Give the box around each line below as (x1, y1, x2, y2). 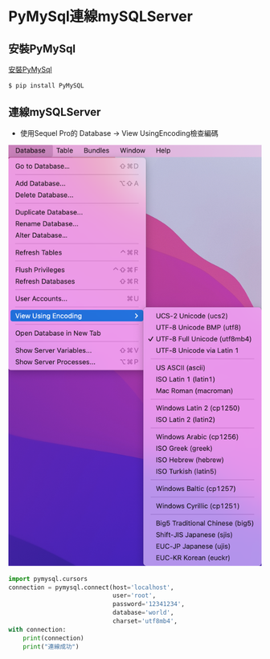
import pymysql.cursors (8, 575, 88, 583)
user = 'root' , (112, 591, 157, 600)
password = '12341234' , (112, 600, 185, 608)
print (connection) (22, 634, 84, 642)
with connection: (8, 625, 67, 633)
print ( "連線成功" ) (22, 642, 80, 651)
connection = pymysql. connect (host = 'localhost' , (8, 583, 174, 591)
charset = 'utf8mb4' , (112, 617, 178, 625)
